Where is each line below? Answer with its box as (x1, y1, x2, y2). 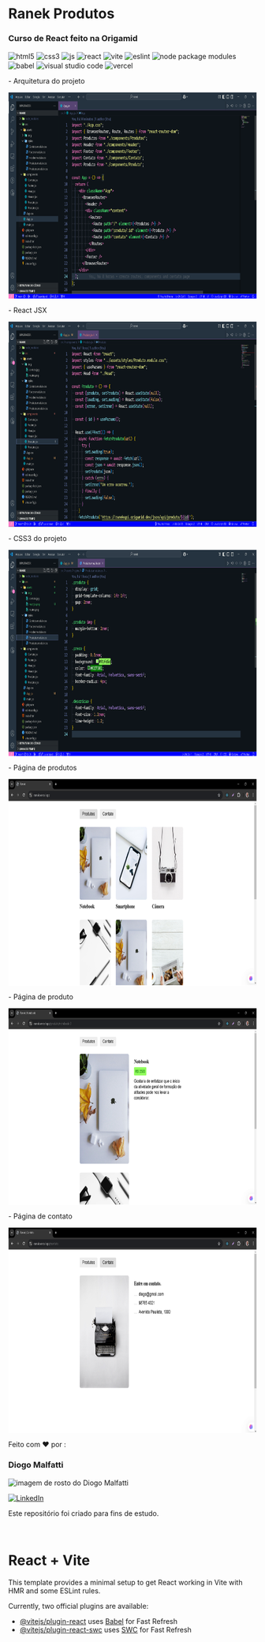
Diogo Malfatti (8, 1459, 64, 1470)
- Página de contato (8, 1211, 73, 1221)
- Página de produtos (8, 763, 77, 772)
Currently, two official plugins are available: (8, 1601, 149, 1610)
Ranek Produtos (8, 5, 115, 23)
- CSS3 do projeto (8, 533, 67, 543)
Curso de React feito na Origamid (8, 33, 138, 44)
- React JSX (8, 305, 47, 315)
